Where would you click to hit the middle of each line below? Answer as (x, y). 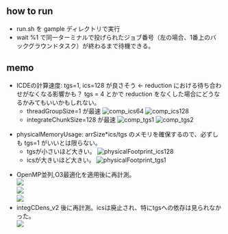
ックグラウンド (37, 46)
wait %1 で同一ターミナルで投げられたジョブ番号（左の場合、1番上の (113, 37)
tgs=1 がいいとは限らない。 (63, 143)
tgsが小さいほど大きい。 (61, 151)
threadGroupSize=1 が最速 (63, 111)
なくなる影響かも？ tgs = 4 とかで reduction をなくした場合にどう (121, 94)
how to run (30, 11)
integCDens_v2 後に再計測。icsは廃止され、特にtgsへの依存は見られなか (119, 207)
